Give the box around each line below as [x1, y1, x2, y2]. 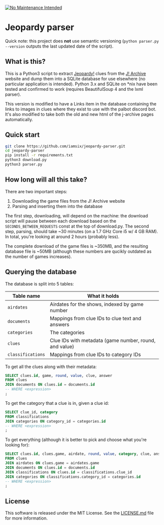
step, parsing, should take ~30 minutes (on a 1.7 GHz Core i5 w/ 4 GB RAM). [5, 228, 158, 234]
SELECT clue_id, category [5, 410, 58, 415]
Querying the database [5, 268, 77, 276]
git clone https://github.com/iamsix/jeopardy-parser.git [5, 144, 125, 149]
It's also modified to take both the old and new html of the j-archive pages [5, 111, 154, 117]
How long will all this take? [5, 176, 87, 184]
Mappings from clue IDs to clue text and [49, 315, 142, 321]
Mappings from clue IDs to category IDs [49, 351, 141, 358]
